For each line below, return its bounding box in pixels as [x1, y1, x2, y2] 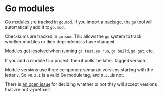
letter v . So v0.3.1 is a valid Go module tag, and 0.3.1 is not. [5, 72, 125, 78]
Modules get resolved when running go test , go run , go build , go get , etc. [5, 48, 154, 54]
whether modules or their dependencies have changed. [5, 38, 116, 44]
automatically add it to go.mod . [5, 24, 65, 30]
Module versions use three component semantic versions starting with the [5, 66, 154, 73]
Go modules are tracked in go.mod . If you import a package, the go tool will [5, 19, 153, 25]
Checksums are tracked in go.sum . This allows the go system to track [5, 33, 142, 39]
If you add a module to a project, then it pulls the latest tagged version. [5, 57, 146, 63]
